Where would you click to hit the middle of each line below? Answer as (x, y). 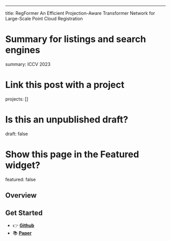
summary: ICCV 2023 (28, 64)
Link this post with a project (65, 85)
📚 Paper (22, 233)
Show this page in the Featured (72, 154)
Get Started (24, 213)
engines (23, 50)
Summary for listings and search (76, 39)
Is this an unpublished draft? (67, 120)
